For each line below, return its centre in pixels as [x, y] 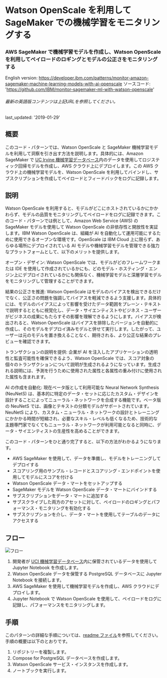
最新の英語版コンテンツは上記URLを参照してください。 [62, 102]
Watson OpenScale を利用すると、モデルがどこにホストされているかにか [80, 208]
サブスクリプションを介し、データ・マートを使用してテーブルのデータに [86, 514]
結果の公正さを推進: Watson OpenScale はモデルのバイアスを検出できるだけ [83, 292]
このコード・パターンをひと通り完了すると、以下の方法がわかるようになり [81, 442]
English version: [22, 78]
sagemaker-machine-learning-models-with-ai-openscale [64, 84]
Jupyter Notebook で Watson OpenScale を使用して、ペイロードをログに [87, 599]
